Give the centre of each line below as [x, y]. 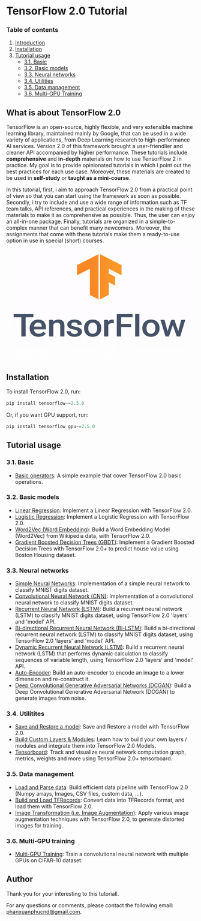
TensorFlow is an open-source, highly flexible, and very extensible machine [100, 127]
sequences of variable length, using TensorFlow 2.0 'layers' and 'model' [104, 660]
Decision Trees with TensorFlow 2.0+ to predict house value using [97, 548]
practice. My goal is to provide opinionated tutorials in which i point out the [99, 165]
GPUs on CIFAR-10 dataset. [49, 860]
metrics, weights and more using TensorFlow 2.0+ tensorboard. [94, 759]
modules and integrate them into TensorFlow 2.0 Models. [85, 746]
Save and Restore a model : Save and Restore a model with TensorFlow [102, 727]
